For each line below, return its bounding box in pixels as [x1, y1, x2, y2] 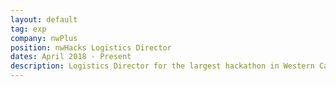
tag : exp [10, 24, 47, 34]
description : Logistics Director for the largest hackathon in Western [10, 61, 315, 71]
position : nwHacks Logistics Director [10, 42, 172, 53]
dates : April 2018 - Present [10, 52, 132, 62]
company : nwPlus [10, 33, 78, 43]
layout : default [10, 14, 78, 25]
